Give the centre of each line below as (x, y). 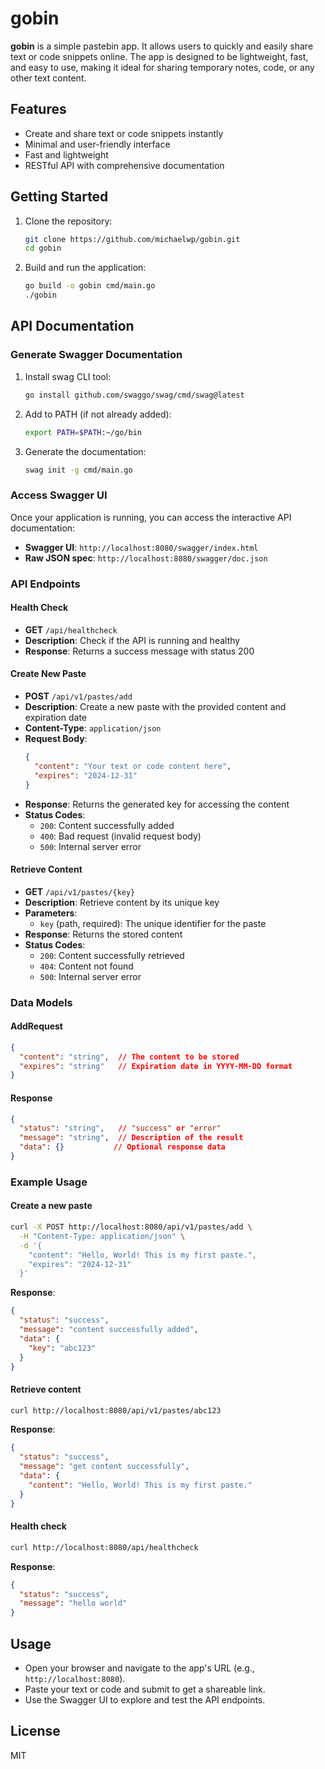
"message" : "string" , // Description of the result (131, 1138)
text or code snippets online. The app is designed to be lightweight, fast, (159, 56)
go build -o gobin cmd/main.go (90, 286)
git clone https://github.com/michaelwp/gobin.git (132, 239)
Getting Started (59, 197)
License (35, 1731)
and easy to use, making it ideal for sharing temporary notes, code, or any (162, 67)
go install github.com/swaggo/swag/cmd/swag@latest (134, 395)
